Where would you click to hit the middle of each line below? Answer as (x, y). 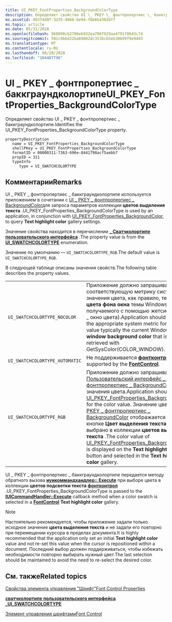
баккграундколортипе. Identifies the (44, 125)
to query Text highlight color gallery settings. (53, 222)
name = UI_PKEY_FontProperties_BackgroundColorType (68, 144)
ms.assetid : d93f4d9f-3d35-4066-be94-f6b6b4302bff (60, 19)
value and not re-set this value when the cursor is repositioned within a (80, 544)
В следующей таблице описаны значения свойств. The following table (81, 268)
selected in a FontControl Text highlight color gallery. (62, 502)
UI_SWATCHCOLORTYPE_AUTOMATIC (45, 361)
